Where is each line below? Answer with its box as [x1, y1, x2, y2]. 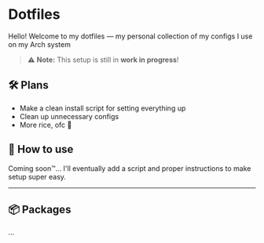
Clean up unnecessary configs [19, 111, 119, 121]
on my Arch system [8, 39, 71, 49]
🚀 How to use [8, 143, 74, 156]
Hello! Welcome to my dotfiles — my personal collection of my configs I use [8, 31, 253, 41]
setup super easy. [8, 172, 67, 181]
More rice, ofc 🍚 [19, 120, 72, 129]
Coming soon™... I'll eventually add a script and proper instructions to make [8, 163, 251, 173]
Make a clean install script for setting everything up [19, 103, 186, 113]
